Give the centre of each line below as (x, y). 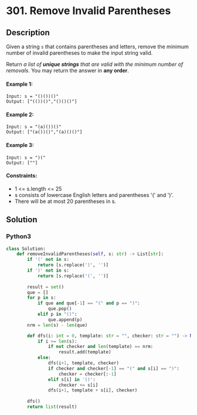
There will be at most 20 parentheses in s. (65, 201)
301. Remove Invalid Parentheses (89, 11)
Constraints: (22, 176)
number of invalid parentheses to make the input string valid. (79, 53)
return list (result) (52, 407)
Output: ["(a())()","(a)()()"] (44, 132)
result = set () (46, 287)
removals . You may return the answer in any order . (67, 71)
